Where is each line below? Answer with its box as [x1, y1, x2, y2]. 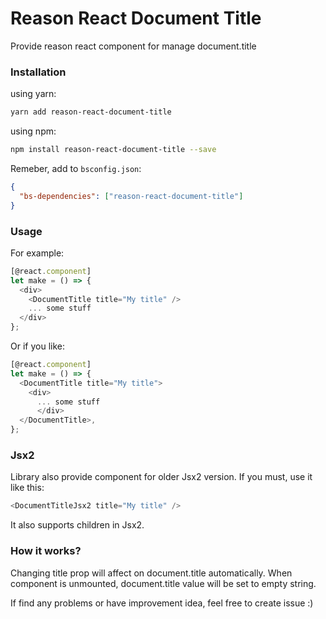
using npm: [10, 125, 57, 137]
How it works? [10, 544, 82, 558]
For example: [10, 247, 65, 259]
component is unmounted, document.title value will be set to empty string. [10, 577, 317, 589]
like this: [10, 482, 45, 494]
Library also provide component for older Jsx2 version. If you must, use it [10, 471, 313, 483]
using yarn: [10, 88, 57, 100]
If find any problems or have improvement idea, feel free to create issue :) [10, 597, 314, 609]
